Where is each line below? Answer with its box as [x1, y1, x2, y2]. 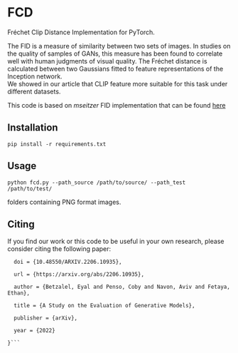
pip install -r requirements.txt [7, 140, 107, 148]
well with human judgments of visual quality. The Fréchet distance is [7, 56, 207, 65]
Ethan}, [7, 290, 31, 297]
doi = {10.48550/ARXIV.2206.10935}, [13, 258, 122, 266]
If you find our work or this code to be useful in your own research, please [7, 237, 225, 246]
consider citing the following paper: [7, 245, 112, 253]
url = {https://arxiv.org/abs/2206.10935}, [13, 271, 144, 278]
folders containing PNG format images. [7, 198, 121, 206]
